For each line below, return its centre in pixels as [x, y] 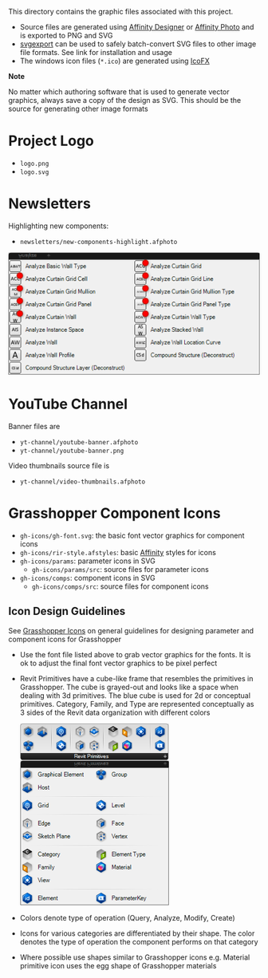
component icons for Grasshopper [65, 639]
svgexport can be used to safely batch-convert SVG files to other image [138, 44]
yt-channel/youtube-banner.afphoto [79, 442]
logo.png [34, 164]
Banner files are [34, 426]
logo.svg [34, 172]
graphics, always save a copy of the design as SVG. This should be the [125, 100]
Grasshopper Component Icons [114, 513]
